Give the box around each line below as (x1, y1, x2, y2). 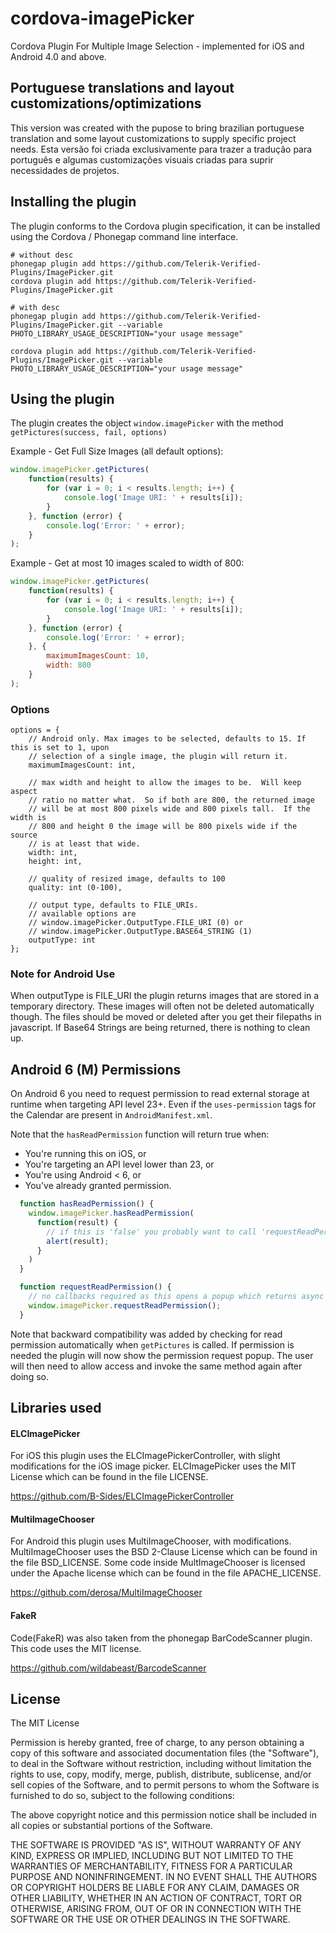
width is (10, 813, 47, 823)
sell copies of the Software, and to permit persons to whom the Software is (10, 1779, 320, 1791)
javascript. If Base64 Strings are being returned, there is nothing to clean (10, 1022, 311, 1034)
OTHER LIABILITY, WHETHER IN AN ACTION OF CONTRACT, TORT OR (10, 1892, 302, 1904)
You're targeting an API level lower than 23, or (24, 1158, 215, 1171)
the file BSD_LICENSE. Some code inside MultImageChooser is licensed (10, 1557, 306, 1569)
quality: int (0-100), (28, 883, 123, 893)
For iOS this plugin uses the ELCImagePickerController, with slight (10, 1450, 281, 1462)
